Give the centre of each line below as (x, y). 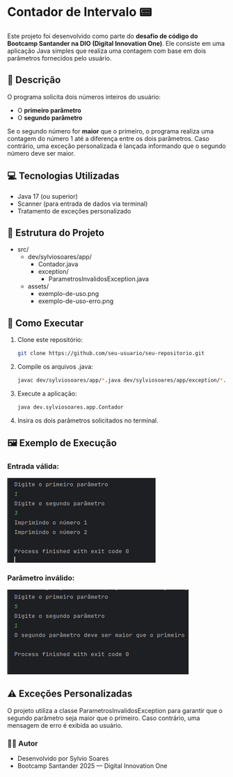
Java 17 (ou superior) (48, 196)
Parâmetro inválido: (41, 578)
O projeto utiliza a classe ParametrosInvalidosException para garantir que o (115, 710)
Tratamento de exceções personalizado (74, 211)
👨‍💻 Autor (23, 743)
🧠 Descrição (34, 80)
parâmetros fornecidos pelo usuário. (59, 58)
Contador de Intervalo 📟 (80, 12)
